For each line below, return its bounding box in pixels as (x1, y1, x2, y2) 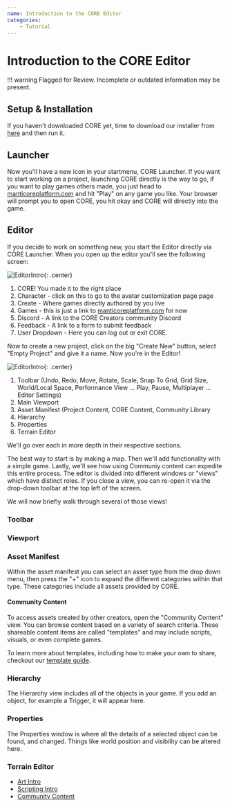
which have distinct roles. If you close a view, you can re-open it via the (7, 476, 211, 485)
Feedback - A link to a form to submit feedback (17, 321, 152, 329)
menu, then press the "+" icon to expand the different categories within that (7, 574, 223, 583)
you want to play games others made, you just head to (7, 181, 162, 190)
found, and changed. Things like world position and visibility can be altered (7, 737, 221, 745)
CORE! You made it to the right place (17, 284, 122, 292)
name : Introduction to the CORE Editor (7, 10, 122, 17)
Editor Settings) (17, 391, 62, 399)
